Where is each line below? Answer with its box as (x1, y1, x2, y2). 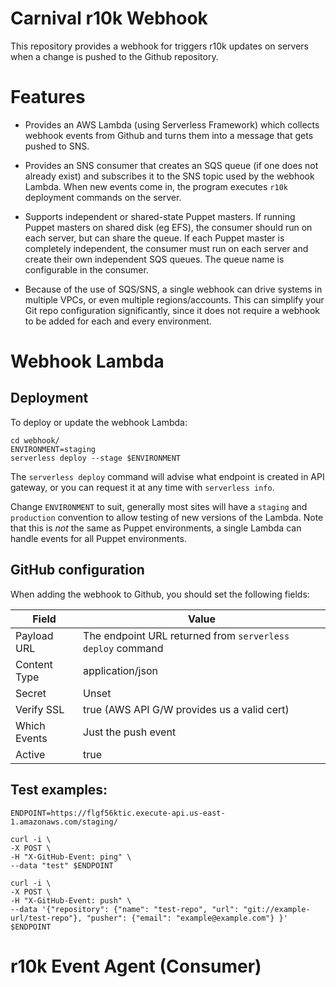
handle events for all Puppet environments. (10, 532, 187, 544)
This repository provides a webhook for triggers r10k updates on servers (10, 40, 309, 52)
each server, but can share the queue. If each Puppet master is (24, 232, 285, 244)
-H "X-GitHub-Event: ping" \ (10, 852, 132, 862)
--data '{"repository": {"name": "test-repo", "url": (10, 904, 240, 914)
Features (10, 86, 86, 109)
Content (15, 657, 53, 671)
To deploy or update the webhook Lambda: (10, 416, 188, 428)
